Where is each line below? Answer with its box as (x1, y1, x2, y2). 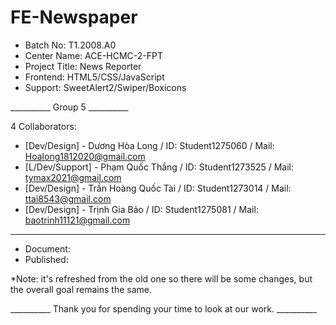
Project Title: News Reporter (24, 60, 142, 72)
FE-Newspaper (10, 6, 138, 29)
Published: (24, 253, 69, 265)
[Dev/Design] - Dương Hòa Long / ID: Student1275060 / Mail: (24, 139, 275, 151)
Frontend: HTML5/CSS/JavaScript (24, 71, 165, 83)
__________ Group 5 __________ (10, 101, 129, 113)
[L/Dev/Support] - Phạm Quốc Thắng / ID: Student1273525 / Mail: (24, 161, 295, 173)
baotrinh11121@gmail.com (24, 214, 131, 226)
